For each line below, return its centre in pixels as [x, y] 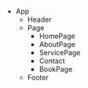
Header [40, 19]
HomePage [57, 36]
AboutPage [57, 44]
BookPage [56, 69]
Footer [38, 77]
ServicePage [60, 53]
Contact [52, 61]
